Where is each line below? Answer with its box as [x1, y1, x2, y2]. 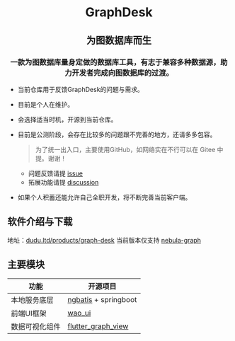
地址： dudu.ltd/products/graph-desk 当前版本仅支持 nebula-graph [7, 236, 202, 244]
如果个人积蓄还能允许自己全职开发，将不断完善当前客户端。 [17, 192, 192, 202]
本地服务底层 [11, 295, 55, 305]
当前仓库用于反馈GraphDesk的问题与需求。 [17, 85, 144, 93]
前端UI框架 [11, 308, 47, 318]
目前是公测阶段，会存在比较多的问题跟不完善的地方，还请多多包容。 [17, 130, 217, 139]
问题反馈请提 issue [28, 169, 84, 178]
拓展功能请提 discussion [28, 178, 99, 186]
